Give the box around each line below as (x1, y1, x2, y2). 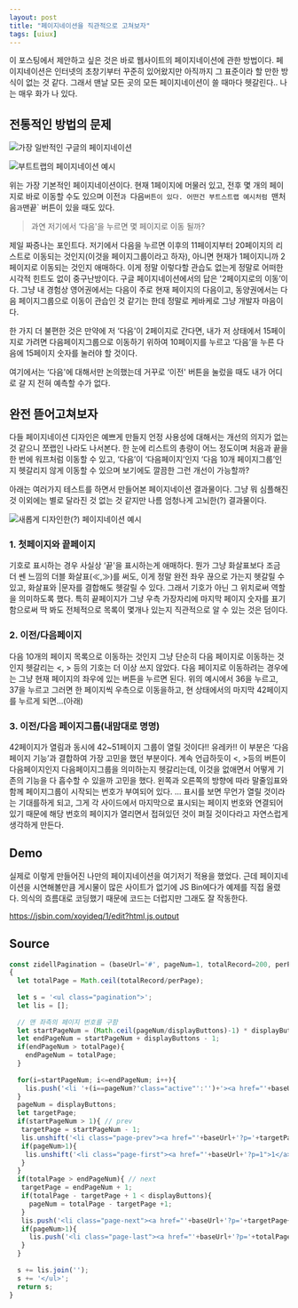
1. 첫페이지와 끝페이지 (9, 538, 96, 550)
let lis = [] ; (17, 1001, 69, 1010)
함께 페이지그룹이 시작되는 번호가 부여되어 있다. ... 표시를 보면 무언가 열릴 (9, 786, 262, 797)
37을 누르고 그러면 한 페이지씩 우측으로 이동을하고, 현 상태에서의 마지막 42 (9, 684, 267, 694)
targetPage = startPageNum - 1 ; (20, 1126, 141, 1135)
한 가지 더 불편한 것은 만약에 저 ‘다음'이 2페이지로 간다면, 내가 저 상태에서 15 (9, 325, 272, 336)
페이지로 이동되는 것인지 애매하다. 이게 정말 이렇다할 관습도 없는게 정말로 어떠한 (9, 262, 284, 273)
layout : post (9, 12, 58, 22)
